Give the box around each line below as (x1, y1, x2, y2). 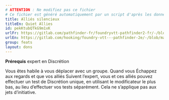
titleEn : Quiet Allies (5, 21, 53, 26)
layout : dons (5, 44, 33, 49)
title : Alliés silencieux (5, 16, 59, 21)
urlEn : (5, 35, 19, 40)
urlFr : (5, 30, 19, 35)
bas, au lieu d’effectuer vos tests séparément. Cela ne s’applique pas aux (5, 83, 157, 90)
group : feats (5, 40, 33, 45)
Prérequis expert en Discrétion (5, 58, 69, 64)
